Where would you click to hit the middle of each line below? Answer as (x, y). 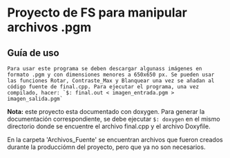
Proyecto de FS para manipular (97, 13)
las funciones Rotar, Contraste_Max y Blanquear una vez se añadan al (111, 81)
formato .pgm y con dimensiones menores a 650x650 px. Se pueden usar (111, 75)
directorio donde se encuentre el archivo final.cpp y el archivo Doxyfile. (109, 126)
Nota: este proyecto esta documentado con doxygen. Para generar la (106, 111)
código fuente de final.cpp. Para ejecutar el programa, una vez (103, 87)
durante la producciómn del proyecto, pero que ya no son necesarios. (106, 147)
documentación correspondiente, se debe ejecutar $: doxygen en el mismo (114, 119)
